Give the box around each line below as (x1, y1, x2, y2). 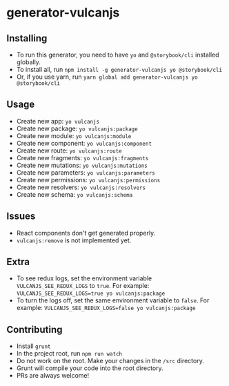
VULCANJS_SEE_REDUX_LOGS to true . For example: (16, 282, 150, 290)
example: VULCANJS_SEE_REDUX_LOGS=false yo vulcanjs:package (16, 304, 196, 312)
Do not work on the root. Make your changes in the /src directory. (16, 357, 204, 365)
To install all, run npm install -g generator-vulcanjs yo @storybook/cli (16, 66, 222, 73)
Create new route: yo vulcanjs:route (16, 146, 122, 155)
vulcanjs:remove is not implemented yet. (16, 236, 132, 244)
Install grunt (16, 342, 51, 350)
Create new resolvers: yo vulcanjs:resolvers (16, 183, 146, 191)
